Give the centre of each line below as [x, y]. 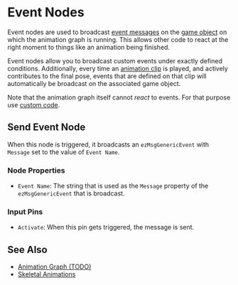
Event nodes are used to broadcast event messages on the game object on [117, 32]
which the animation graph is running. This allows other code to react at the [118, 39]
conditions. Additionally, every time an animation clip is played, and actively [118, 68]
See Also [27, 249]
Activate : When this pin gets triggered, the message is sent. [106, 227]
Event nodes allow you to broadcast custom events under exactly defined [115, 60]
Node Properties [36, 170]
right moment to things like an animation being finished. [89, 47]
